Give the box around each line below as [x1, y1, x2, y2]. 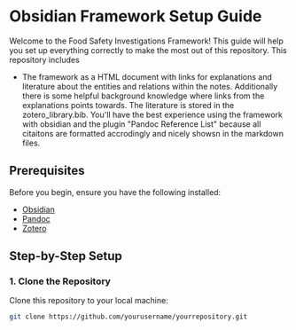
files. [21, 137, 41, 148]
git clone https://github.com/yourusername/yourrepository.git [9, 312, 248, 321]
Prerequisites [9, 163, 85, 178]
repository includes [9, 54, 80, 65]
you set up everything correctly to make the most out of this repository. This [9, 44, 288, 55]
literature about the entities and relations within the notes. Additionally [21, 81, 278, 91]
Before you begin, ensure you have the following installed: [9, 186, 222, 197]
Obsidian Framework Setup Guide [9, 6, 262, 27]
